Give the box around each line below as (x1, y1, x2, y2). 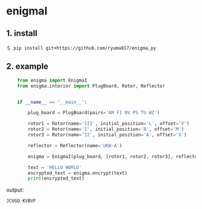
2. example (6, 61, 49, 71)
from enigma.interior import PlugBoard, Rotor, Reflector (17, 83, 165, 89)
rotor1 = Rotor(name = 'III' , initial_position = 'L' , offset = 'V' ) (28, 121, 189, 127)
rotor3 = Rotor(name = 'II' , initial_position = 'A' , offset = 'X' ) (28, 132, 187, 138)
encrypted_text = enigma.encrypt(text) (28, 170, 128, 176)
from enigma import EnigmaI (17, 77, 87, 83)
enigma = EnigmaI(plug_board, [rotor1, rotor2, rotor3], (28, 153, 173, 160)
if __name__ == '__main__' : (17, 99, 87, 105)
